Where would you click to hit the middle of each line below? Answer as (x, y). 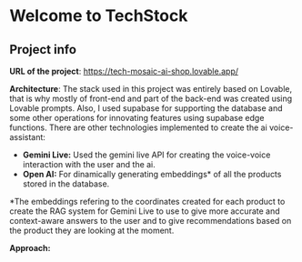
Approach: (30, 248)
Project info (43, 50)
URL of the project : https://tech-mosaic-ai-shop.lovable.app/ (124, 71)
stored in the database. (66, 184)
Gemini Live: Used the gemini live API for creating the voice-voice (146, 155)
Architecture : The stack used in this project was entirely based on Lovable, (151, 89)
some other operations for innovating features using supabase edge (137, 118)
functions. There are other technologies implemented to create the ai (139, 127)
